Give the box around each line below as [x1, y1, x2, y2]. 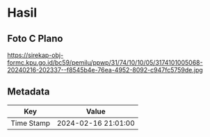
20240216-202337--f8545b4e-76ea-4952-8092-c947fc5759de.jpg [7, 66, 203, 74]
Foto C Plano [7, 33, 63, 45]
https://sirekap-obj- [7, 51, 64, 59]
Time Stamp [10, 118, 51, 128]
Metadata [7, 86, 50, 98]
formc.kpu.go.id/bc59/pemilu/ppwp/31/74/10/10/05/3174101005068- [7, 58, 203, 67]
